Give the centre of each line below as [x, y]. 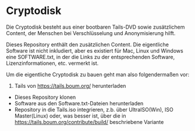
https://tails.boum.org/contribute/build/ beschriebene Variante [89, 122]
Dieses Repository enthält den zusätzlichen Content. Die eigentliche [87, 44]
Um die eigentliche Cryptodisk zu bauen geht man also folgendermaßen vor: [98, 74]
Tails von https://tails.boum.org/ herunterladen [70, 85]
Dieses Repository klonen [45, 97]
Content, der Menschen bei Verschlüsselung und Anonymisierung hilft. [91, 33]
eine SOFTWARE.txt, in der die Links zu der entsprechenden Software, [91, 57]
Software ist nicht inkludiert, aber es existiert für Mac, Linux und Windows [95, 50]
